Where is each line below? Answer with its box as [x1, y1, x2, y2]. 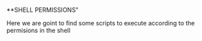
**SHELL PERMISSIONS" [6, 6, 79, 14]
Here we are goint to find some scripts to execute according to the [6, 19, 195, 27]
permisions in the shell [6, 27, 70, 34]
